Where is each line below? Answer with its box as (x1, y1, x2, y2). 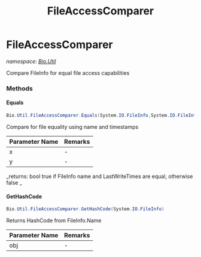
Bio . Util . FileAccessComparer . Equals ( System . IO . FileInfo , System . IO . (6, 113, 178, 119)
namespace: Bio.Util (6, 58, 56, 65)
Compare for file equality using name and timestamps (6, 123, 139, 130)
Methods (6, 84, 33, 92)
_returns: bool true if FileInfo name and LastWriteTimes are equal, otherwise (6, 173, 193, 180)
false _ (6, 179, 23, 186)
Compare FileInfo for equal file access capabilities (6, 69, 130, 76)
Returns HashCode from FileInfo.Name (6, 217, 102, 224)
